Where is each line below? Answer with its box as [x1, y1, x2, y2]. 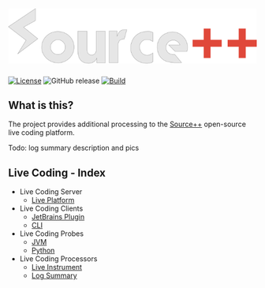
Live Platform [31, 196, 75, 205]
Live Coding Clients [19, 204, 84, 213]
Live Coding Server [19, 187, 83, 196]
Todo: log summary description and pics [8, 143, 140, 153]
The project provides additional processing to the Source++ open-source [8, 119, 247, 129]
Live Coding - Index [8, 166, 106, 179]
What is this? [8, 99, 74, 112]
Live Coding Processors [19, 254, 98, 264]
